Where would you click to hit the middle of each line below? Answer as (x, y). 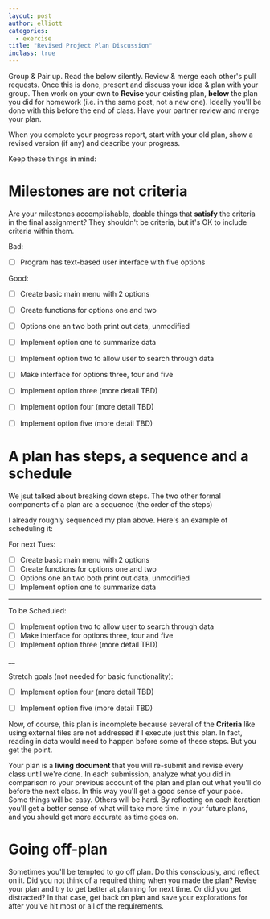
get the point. (31, 750)
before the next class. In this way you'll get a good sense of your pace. (126, 792)
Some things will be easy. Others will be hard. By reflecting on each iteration (135, 800)
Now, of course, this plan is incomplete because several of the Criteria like (132, 724)
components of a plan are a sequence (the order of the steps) (110, 504)
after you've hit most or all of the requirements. (86, 906)
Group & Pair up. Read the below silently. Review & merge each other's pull (132, 76)
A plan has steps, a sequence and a (129, 456)
